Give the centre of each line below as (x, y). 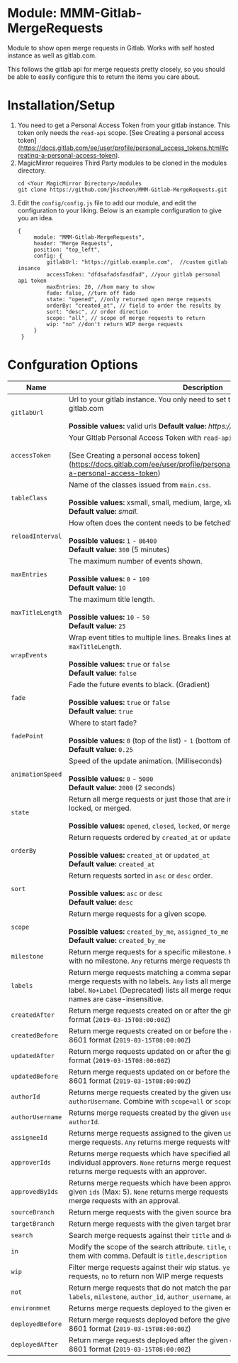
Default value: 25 (97, 625)
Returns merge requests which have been (138, 1182)
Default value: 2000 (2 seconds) (122, 787)
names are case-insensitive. (116, 998)
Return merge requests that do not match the (143, 1288)
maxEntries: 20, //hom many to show (100, 287)
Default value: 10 (97, 588)
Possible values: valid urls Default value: (137, 426)
